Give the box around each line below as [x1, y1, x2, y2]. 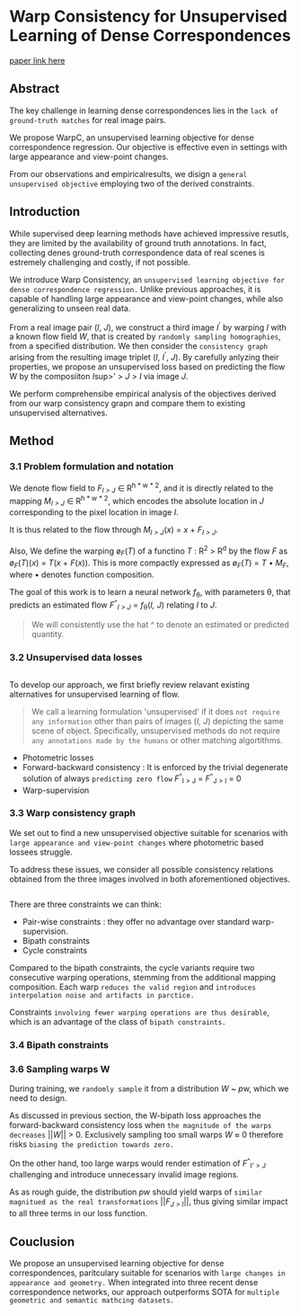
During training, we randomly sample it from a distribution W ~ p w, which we [9, 1083, 289, 1094]
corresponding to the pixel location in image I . [9, 507, 179, 518]
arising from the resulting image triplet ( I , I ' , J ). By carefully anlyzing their [9, 351, 279, 362]
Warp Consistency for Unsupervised [9, 6, 287, 27]
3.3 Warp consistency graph [9, 807, 137, 820]
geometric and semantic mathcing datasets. [9, 1296, 175, 1305]
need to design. [9, 1093, 67, 1104]
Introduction [9, 204, 81, 219]
